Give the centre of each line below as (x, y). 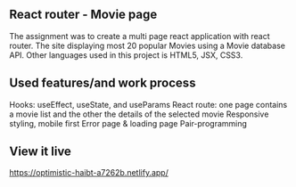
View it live (40, 152)
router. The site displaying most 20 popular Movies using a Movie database (147, 45)
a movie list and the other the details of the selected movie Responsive (139, 114)
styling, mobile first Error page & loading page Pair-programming (128, 123)
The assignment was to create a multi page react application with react (140, 36)
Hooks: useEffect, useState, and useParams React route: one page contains (148, 104)
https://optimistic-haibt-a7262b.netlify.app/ (89, 173)
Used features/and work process (103, 83)
